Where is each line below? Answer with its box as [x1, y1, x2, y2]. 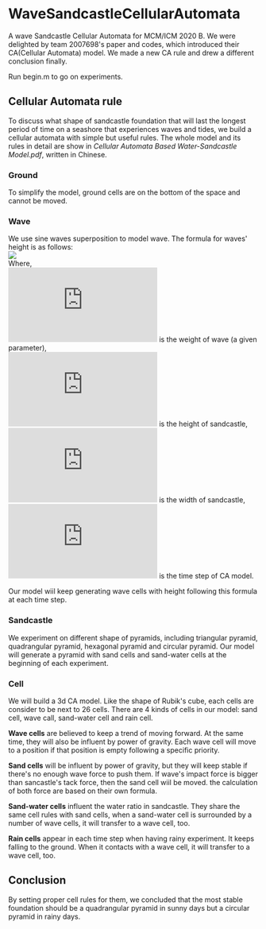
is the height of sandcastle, [158, 419, 248, 429]
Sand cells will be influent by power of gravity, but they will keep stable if [8, 761, 248, 770]
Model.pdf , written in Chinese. [8, 149, 107, 159]
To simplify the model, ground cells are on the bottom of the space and [8, 188, 241, 197]
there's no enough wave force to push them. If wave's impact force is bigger [8, 768, 259, 779]
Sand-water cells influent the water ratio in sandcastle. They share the [8, 801, 241, 811]
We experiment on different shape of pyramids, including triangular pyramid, [8, 633, 258, 642]
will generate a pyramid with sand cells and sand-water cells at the [8, 649, 227, 660]
